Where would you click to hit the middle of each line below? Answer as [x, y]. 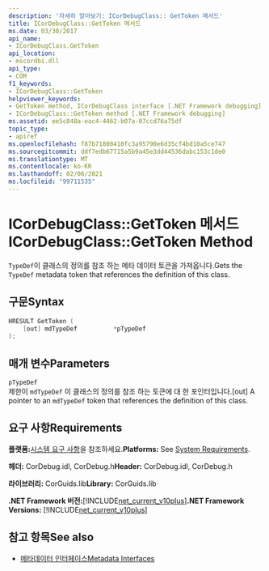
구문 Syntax [36, 302]
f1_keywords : [30, 83]
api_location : [32, 53]
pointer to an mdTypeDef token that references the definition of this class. [128, 401]
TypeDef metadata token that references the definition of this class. [119, 274]
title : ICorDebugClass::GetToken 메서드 [75, 23]
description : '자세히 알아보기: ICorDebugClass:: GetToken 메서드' [116, 16]
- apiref [23, 136]
